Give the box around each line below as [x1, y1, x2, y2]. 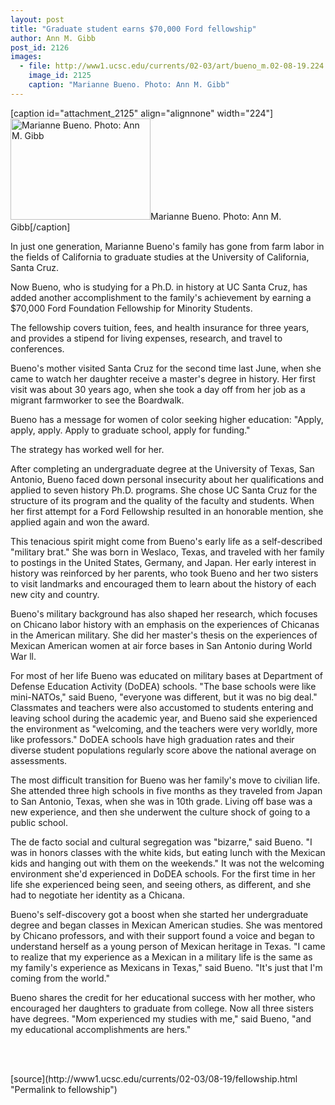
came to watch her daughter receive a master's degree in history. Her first [10, 372, 316, 385]
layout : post [10, 14, 65, 25]
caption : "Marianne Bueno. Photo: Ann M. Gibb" [28, 80, 230, 90]
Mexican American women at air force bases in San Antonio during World [10, 639, 313, 651]
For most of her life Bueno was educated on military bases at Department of [10, 669, 324, 681]
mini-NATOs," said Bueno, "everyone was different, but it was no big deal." [10, 691, 318, 703]
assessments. [10, 754, 68, 766]
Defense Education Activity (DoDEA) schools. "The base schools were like [10, 680, 317, 692]
